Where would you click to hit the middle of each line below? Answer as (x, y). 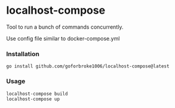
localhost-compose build (37, 94)
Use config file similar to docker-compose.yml (63, 38)
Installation (23, 54)
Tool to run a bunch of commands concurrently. (65, 27)
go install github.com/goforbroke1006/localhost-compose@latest (88, 66)
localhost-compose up (33, 99)
